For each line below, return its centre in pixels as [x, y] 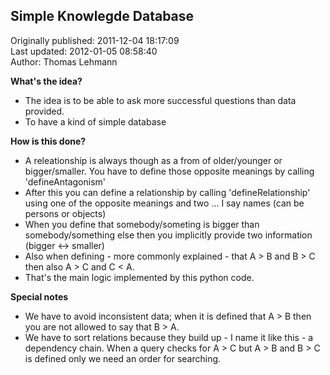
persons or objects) [65, 213]
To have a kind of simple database [95, 121]
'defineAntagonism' [65, 181]
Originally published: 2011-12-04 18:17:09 [95, 40]
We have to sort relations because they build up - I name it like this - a [169, 337]
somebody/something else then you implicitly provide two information [168, 235]
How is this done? [48, 141]
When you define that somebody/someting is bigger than [142, 224]
